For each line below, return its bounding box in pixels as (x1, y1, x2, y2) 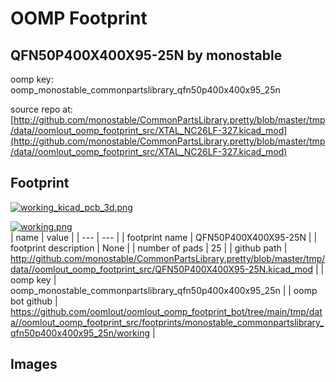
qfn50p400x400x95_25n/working (10, 327, 150, 339)
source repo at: (10, 103, 73, 115)
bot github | (10, 295, 58, 307)
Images (10, 356, 58, 373)
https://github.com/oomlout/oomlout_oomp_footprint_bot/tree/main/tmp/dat (10, 305, 323, 317)
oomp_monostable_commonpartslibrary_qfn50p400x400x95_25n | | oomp (10, 284, 318, 296)
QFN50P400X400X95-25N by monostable (10, 47, 283, 64)
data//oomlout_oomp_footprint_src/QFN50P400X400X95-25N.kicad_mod (10, 263, 314, 275)
